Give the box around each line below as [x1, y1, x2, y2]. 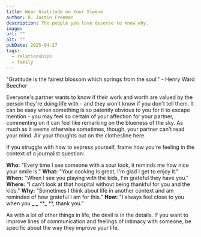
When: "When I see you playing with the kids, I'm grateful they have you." [6, 174, 189, 181]
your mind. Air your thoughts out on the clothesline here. [6, 131, 146, 139]
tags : [6, 48, 20, 54]
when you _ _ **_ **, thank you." [6, 199, 84, 207]
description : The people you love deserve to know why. [6, 20, 149, 26]
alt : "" [6, 37, 26, 43]
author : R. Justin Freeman [6, 14, 74, 20]
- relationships [11, 53, 52, 59]
